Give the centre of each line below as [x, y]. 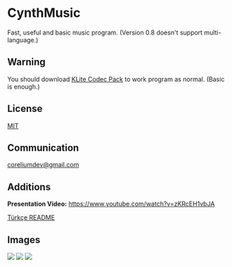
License [25, 109]
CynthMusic [44, 13]
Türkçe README [31, 218]
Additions [29, 187]
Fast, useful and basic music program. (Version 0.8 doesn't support [105, 32]
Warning [26, 62]
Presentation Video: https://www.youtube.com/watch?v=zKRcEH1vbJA [111, 204]
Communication [43, 148]
